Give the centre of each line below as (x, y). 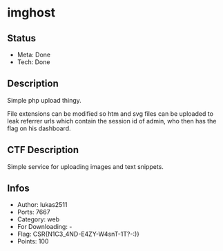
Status (22, 38)
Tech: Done (33, 62)
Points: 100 (33, 241)
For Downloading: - (45, 227)
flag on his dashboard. (39, 128)
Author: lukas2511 (42, 205)
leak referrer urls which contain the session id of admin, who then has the (112, 121)
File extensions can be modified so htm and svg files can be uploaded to (110, 113)
